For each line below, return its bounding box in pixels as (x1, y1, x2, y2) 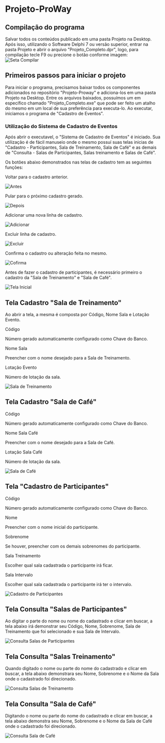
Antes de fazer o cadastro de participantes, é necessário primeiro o (5, 269, 142, 275)
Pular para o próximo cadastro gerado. (5, 193, 84, 199)
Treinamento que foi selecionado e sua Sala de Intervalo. (5, 629, 121, 635)
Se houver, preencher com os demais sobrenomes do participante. (5, 543, 141, 549)
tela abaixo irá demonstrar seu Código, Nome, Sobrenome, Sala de (5, 623, 141, 629)
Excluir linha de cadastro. (5, 231, 57, 237)
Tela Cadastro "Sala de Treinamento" (5, 298, 122, 307)
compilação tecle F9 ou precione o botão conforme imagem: (5, 52, 128, 58)
